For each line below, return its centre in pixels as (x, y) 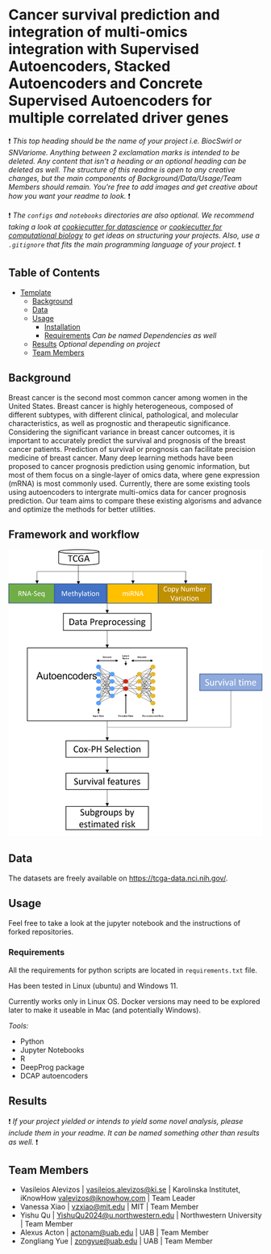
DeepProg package (52, 1067)
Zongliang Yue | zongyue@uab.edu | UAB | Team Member (116, 1241)
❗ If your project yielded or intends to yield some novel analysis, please (126, 1121)
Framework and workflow (74, 534)
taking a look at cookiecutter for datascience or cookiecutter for (115, 226)
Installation (62, 327)
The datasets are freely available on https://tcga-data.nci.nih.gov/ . (118, 878)
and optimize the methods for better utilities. (82, 509)
